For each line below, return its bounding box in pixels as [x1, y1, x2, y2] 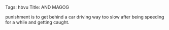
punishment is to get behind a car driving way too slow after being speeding [5, 14, 164, 19]
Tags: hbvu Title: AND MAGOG [5, 4, 70, 10]
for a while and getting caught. [5, 19, 70, 25]
